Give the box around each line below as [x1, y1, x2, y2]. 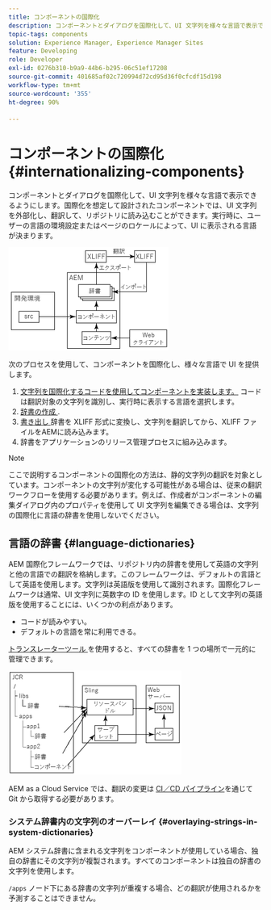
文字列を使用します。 [8, 866, 79, 876]
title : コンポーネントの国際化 [8, 13, 100, 21]
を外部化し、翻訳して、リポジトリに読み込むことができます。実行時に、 [8, 211, 248, 220]
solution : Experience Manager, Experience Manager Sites [8, 39, 204, 47]
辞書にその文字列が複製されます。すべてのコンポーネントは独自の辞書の [22, 856, 261, 866]
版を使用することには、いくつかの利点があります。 [8, 600, 177, 609]
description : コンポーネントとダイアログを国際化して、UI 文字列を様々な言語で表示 [8, 21, 258, 30]
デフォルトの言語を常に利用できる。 [19, 627, 141, 636]
